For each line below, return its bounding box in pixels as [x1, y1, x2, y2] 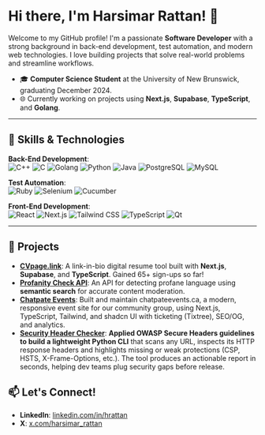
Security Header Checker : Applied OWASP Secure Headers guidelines [19, 328, 255, 338]
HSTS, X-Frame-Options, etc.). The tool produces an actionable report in [19, 353, 256, 362]
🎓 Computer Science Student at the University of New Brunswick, [19, 74, 240, 84]
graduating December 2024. [19, 85, 112, 95]
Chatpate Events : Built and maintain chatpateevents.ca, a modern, [19, 294, 237, 304]
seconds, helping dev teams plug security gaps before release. [19, 362, 225, 371]
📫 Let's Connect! [8, 385, 96, 399]
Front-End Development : [8, 201, 91, 211]
